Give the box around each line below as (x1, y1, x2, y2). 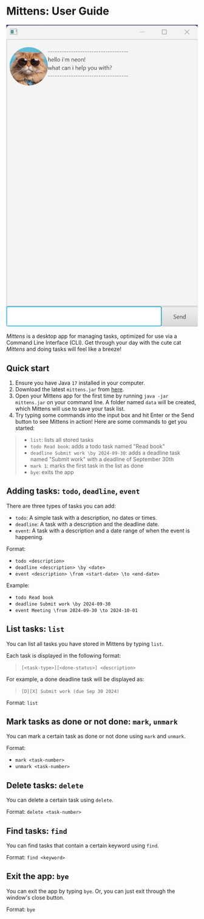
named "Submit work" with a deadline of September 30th (30, 456, 174, 463)
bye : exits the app (30, 469, 74, 476)
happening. (15, 533, 44, 540)
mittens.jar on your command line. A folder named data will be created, (15, 399, 196, 406)
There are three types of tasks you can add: (6, 502, 117, 509)
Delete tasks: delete (6, 780, 84, 791)
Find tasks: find (6, 825, 67, 836)
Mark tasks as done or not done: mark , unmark (6, 717, 178, 727)
